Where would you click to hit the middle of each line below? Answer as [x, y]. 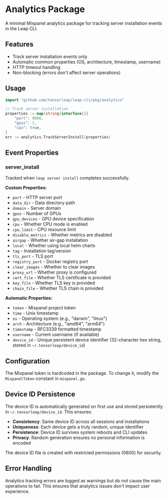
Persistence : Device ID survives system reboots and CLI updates [80, 432]
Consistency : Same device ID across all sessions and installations [81, 422]
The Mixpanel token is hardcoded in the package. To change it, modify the [82, 373]
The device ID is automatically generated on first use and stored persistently [84, 406]
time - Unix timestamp [35, 313]
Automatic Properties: [29, 298]
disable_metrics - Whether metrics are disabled [62, 235]
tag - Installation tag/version [42, 251]
